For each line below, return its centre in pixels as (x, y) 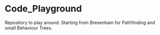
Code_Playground (43, 9)
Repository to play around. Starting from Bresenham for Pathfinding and (80, 22)
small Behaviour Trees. (29, 27)
